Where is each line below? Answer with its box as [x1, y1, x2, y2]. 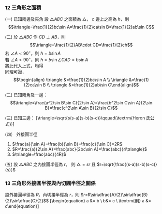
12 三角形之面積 [5, 4, 42, 11]
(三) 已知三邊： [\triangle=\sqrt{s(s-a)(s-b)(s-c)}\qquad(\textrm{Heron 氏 [5, 115, 151, 121]
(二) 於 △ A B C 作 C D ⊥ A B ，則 [5, 34, 66, 40]
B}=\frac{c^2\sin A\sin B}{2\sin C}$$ [44, 105, 118, 111]
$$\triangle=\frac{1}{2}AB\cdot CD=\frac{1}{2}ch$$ [29, 42, 133, 48]
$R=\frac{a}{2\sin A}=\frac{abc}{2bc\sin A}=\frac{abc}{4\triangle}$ [12, 146, 147, 152]
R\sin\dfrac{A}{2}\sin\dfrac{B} [88, 192, 148, 198]
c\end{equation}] [5, 203, 39, 209]
